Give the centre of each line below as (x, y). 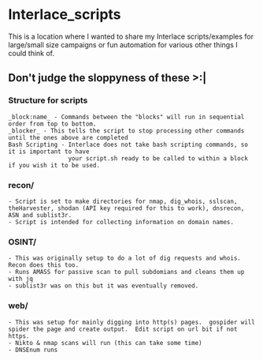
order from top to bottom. (52, 124)
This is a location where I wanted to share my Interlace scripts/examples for (131, 36)
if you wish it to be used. (54, 165)
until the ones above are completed (68, 137)
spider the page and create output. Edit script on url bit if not (123, 329)
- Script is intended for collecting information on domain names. (121, 222)
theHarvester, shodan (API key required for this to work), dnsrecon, (126, 208)
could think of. (31, 53)
